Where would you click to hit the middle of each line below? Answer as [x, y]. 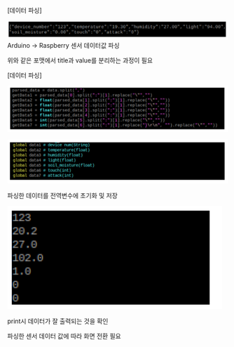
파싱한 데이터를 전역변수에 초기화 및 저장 [62, 195]
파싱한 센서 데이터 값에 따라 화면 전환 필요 [64, 336]
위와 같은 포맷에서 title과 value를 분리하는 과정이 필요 [80, 60]
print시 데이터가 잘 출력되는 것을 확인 [58, 321]
